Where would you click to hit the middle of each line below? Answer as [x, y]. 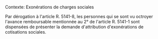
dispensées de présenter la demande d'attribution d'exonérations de [74, 27]
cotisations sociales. [26, 32]
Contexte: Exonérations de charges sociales [50, 7]
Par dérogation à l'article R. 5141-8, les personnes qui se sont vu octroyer [79, 16]
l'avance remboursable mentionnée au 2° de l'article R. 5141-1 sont [72, 22]
